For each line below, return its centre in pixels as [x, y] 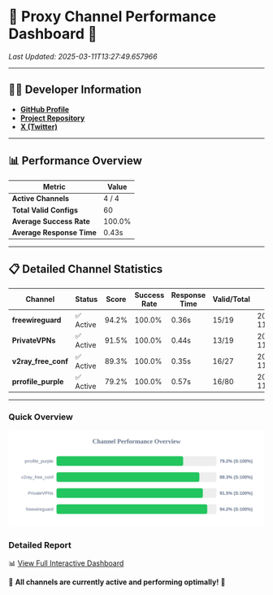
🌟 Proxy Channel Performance [113, 17]
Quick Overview [41, 417]
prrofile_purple [38, 381]
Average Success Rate [51, 221]
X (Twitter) [39, 126]
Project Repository [52, 118]
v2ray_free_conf [40, 361]
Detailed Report [40, 545]
